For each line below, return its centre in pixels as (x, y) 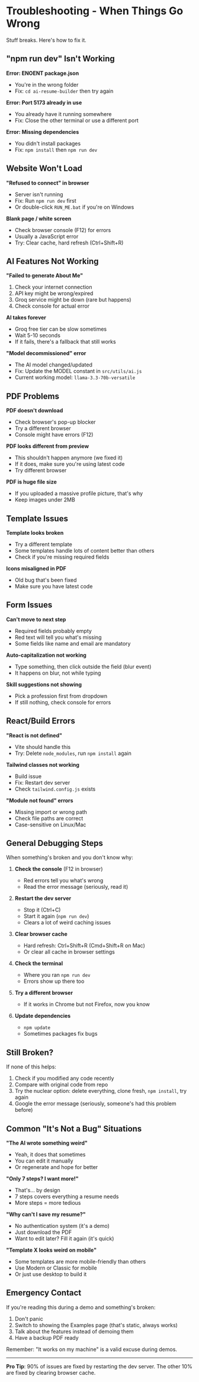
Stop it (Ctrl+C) (42, 910)
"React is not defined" (34, 735)
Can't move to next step (36, 619)
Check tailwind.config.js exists (55, 789)
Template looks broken (35, 533)
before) (24, 1110)
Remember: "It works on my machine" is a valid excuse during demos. (92, 1349)
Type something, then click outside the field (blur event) (83, 666)
